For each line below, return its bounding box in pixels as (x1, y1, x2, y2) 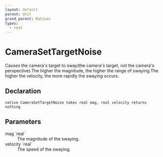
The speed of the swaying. (17, 146, 71, 152)
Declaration (5, 87, 41, 95)
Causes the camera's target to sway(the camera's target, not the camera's (5, 63, 155, 68)
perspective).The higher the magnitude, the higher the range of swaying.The (5, 68, 159, 74)
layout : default (5, 7, 38, 12)
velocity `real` (5, 141, 33, 147)
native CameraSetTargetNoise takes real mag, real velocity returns (5, 100, 147, 105)
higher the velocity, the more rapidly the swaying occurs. (5, 73, 119, 79)
